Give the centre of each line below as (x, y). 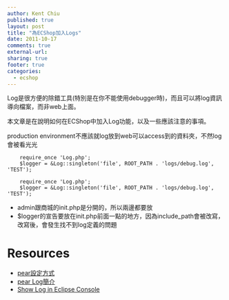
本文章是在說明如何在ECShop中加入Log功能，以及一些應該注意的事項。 (109, 121)
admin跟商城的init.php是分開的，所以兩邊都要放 (85, 208)
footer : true (26, 65)
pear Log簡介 (36, 282)
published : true (30, 20)
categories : (24, 71)
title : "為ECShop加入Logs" (44, 33)
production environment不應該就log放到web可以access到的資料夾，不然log (114, 136)
